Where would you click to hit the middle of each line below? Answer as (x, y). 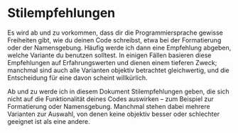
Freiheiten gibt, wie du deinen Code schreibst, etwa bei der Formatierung (114, 40)
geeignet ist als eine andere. (49, 121)
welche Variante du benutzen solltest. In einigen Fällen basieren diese (109, 55)
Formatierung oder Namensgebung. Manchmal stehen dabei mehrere (109, 106)
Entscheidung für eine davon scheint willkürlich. (77, 77)
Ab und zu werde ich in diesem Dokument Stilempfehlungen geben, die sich (118, 91)
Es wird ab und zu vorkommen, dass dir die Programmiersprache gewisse (115, 33)
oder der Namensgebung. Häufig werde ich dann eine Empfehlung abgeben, (119, 47)
